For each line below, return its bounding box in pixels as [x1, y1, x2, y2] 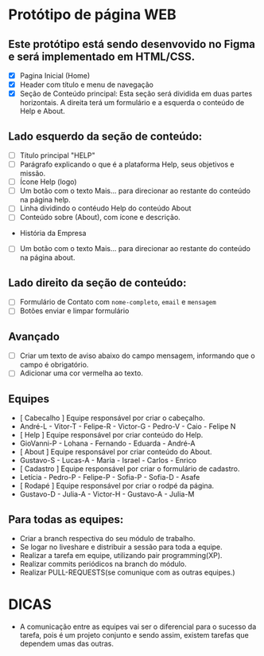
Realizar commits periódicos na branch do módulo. [19, 559, 187, 568]
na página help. [19, 195, 71, 205]
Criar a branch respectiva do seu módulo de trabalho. [19, 533, 196, 543]
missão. [19, 169, 46, 179]
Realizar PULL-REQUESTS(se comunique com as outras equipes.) [19, 568, 235, 577]
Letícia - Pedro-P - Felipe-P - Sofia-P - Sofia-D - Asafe [19, 473, 200, 482]
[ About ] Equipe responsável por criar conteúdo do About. [19, 447, 212, 457]
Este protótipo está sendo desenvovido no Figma [8, 37, 256, 51]
